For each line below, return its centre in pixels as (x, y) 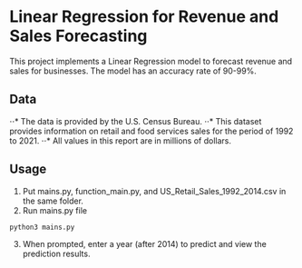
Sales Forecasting (78, 36)
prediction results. (56, 254)
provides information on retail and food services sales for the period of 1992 (151, 131)
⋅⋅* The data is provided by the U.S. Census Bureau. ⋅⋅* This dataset (136, 121)
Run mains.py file (55, 210)
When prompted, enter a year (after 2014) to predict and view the (145, 244)
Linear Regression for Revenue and (144, 17)
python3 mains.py (42, 227)
